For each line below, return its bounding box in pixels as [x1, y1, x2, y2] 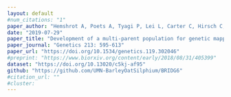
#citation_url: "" [7, 73, 60, 81]
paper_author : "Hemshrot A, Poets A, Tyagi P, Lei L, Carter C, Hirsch [7, 23, 217, 29]
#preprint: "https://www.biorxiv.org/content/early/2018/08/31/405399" [7, 55, 217, 61]
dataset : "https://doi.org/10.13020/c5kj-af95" [7, 61, 146, 68]
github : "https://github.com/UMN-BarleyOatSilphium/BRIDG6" [7, 67, 184, 74]
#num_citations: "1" [7, 16, 67, 23]
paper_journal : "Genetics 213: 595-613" [7, 42, 125, 48]
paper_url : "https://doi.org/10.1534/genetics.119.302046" [7, 48, 180, 55]
